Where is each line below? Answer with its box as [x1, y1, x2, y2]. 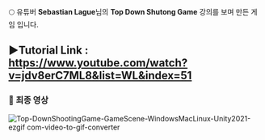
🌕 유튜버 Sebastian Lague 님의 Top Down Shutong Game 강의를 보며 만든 [8, 7, 250, 16]
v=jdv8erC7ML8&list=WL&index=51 [8, 69, 192, 83]
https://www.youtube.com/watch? [8, 56, 188, 70]
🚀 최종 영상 [8, 95, 48, 106]
